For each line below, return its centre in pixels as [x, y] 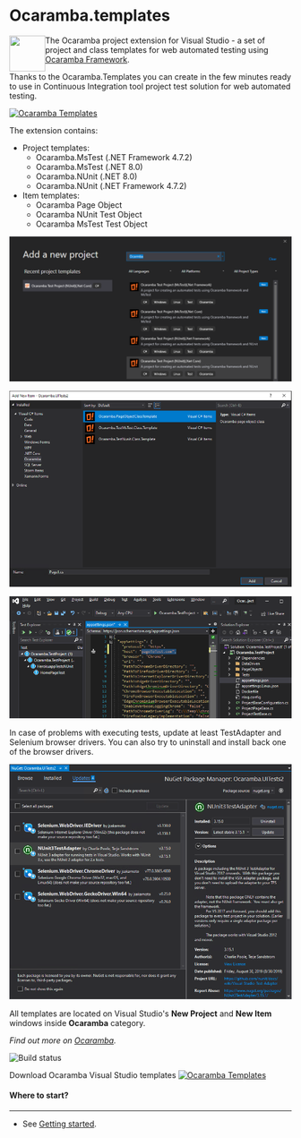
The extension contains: [54, 130]
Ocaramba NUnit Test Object [89, 214]
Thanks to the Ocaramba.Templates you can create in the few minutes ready [150, 76]
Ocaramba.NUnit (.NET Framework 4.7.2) [111, 185]
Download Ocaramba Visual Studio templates [93, 1074]
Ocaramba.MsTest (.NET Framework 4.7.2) [114, 157]
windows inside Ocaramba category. [77, 1022]
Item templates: [51, 195]
